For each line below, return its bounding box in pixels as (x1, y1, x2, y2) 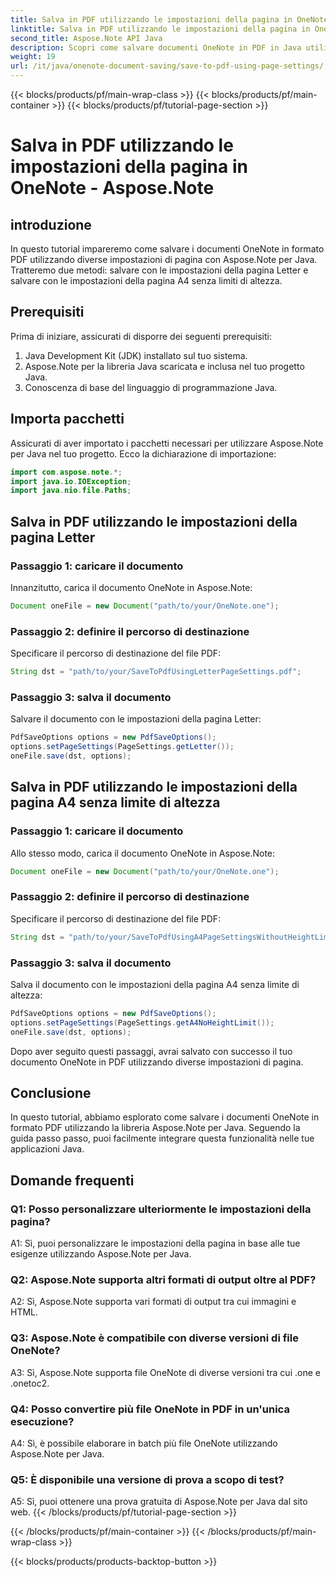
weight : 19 (10, 52, 56, 62)
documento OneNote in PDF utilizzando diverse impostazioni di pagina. (10, 1056, 304, 1068)
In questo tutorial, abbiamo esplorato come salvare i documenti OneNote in (10, 1111, 320, 1123)
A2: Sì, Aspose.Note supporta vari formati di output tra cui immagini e (10, 1296, 297, 1308)
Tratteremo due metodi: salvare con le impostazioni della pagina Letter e (10, 264, 309, 276)
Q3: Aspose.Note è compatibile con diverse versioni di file (10, 1331, 299, 1345)
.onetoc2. (10, 1377, 50, 1389)
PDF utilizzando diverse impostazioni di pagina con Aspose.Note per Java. (10, 254, 318, 265)
